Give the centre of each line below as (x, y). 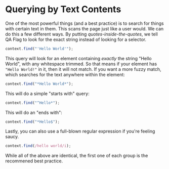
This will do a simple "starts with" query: (47, 93)
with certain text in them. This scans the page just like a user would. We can (85, 28)
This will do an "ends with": (34, 112)
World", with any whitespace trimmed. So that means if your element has (81, 64)
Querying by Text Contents (63, 9)
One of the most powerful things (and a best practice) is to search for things (85, 23)
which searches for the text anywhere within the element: (65, 74)
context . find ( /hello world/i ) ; (38, 146)
